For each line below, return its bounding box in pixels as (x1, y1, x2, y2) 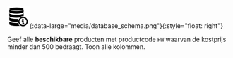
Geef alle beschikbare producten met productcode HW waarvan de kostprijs (7, 35, 227, 43)
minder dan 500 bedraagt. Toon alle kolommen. (7, 43, 146, 51)
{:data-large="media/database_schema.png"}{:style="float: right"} (29, 22, 224, 30)
